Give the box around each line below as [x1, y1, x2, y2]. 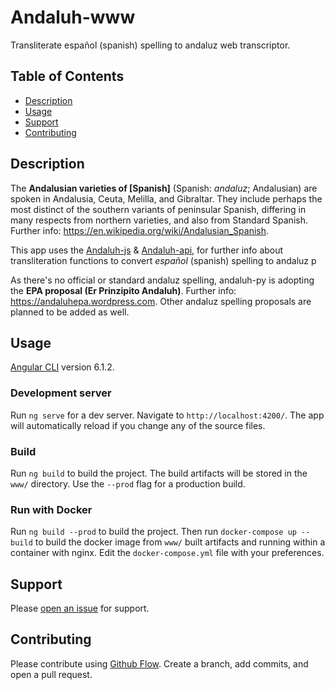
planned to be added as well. [10, 306, 130, 318]
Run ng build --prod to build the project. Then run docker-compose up [10, 526, 297, 538]
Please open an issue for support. [10, 602, 150, 615]
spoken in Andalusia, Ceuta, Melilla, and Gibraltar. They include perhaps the [10, 192, 323, 205]
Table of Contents [10, 68, 125, 85]
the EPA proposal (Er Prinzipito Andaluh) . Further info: [10, 284, 237, 296]
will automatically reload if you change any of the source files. [10, 419, 266, 431]
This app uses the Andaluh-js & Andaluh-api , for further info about [10, 244, 284, 256]
